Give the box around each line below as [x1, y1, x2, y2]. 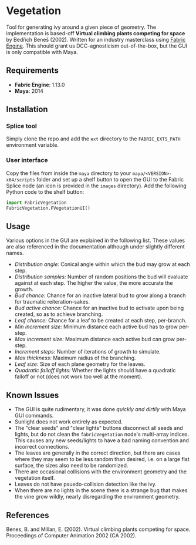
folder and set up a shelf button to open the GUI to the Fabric [36, 176, 184, 183]
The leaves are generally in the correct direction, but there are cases [14, 449, 181, 456]
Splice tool [6, 122, 37, 130]
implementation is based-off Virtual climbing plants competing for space [6, 29, 185, 36]
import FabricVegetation [6, 200, 67, 206]
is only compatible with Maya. [6, 48, 78, 55]
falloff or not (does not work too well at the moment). [14, 373, 143, 380]
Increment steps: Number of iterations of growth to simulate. [14, 348, 161, 355]
